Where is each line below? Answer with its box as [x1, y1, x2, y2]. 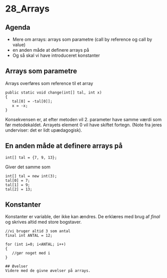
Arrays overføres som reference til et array [5, 80, 94, 86]
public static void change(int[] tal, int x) [5, 90, 102, 95]
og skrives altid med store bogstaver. [5, 219, 82, 225]
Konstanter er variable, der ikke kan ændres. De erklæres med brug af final [5, 214, 160, 220]
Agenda [5, 23, 31, 32]
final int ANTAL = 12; [5, 233, 53, 238]
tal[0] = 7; [5, 178, 30, 183]
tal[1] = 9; [5, 182, 30, 188]
